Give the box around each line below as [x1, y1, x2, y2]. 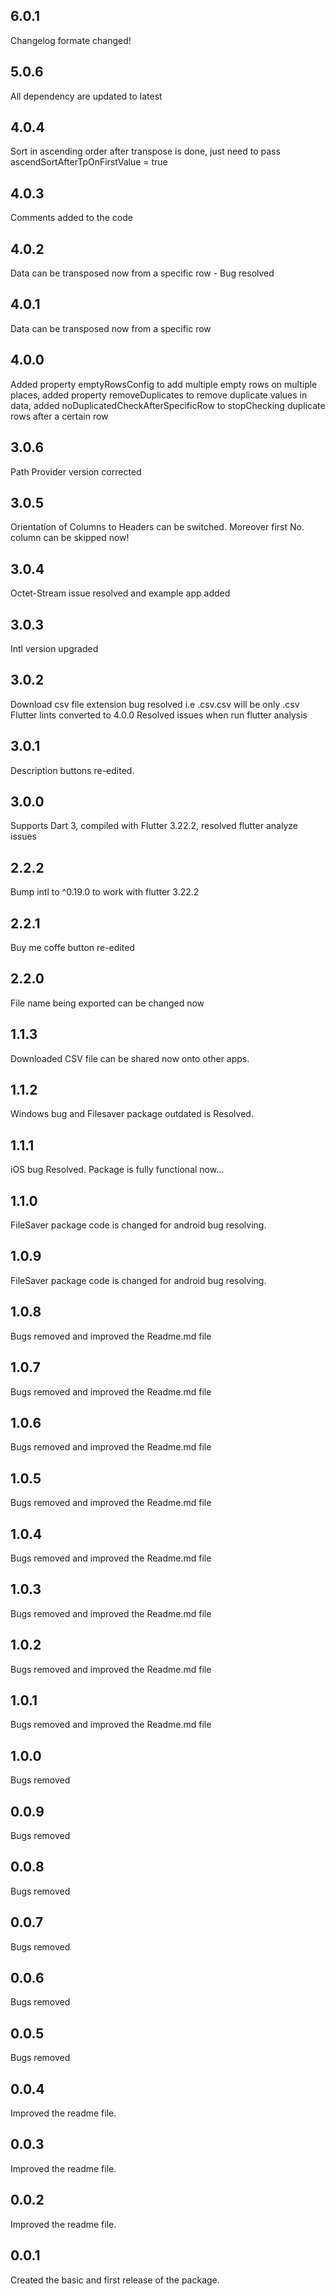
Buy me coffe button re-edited [10, 942, 135, 953]
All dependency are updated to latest [10, 90, 163, 102]
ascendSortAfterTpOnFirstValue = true [10, 156, 168, 168]
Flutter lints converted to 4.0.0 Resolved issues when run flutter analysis [10, 709, 308, 721]
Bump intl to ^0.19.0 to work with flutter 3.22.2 [10, 886, 200, 898]
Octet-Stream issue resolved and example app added [10, 587, 231, 599]
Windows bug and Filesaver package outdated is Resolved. [10, 1108, 254, 1120]
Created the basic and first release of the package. [10, 2274, 220, 2286]
